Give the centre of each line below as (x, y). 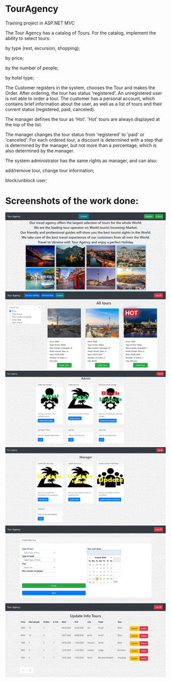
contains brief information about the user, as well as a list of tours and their (84, 104)
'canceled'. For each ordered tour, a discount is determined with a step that (84, 140)
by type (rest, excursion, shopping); (43, 48)
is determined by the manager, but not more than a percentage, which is (81, 145)
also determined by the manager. (40, 150)
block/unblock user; (26, 180)
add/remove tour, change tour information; (50, 170)
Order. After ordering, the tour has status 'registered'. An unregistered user (84, 93)
